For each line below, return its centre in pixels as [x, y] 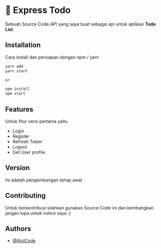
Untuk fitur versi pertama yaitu [37, 121]
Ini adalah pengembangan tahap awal [44, 180]
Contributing [25, 196]
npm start [15, 94]
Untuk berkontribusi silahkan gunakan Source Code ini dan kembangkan [79, 207]
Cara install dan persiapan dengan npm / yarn [52, 57]
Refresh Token [27, 141]
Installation [23, 45]
